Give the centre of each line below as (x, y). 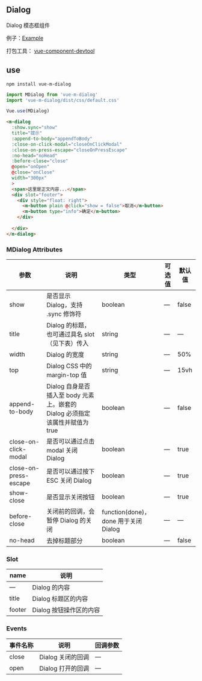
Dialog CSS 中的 (69, 366)
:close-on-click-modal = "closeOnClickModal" (67, 144)
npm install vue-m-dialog (38, 84)
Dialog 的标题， (68, 325)
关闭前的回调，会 (70, 511)
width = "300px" (29, 178)
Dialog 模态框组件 (28, 25)
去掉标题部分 (64, 541)
